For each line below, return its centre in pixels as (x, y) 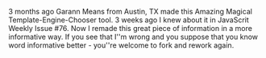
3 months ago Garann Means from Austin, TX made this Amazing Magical (130, 12)
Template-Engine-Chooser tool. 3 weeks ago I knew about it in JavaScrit (129, 20)
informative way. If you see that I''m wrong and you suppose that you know (133, 37)
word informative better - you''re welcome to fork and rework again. (121, 45)
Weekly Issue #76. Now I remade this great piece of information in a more (130, 28)
